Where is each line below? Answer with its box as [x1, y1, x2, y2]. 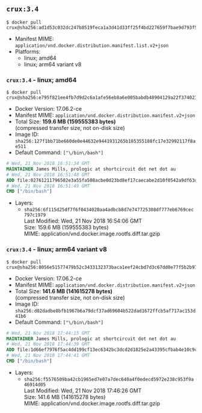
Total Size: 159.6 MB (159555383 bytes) [14, 118, 116, 125]
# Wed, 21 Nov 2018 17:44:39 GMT [6, 341, 90, 347]
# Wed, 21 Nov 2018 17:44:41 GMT [6, 352, 90, 359]
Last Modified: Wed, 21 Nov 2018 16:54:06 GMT [23, 217, 142, 225]
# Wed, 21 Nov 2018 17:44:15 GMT [6, 330, 90, 336]
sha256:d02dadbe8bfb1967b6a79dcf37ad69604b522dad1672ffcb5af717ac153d [14, 308, 196, 314]
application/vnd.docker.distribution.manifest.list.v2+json [14, 42, 169, 49]
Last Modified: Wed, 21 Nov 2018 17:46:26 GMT [23, 387, 142, 394]
